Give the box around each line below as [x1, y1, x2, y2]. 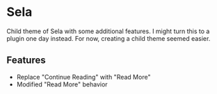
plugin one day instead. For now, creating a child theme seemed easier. [6, 34, 211, 42]
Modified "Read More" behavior [16, 80, 108, 88]
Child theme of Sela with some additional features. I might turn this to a [6, 27, 210, 35]
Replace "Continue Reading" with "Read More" [16, 73, 151, 81]
